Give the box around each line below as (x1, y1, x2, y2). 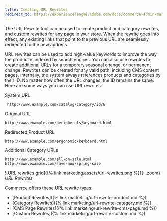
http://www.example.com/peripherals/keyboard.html (5, 120, 112, 125)
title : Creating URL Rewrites (5, 7, 68, 12)
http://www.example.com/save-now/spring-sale (5, 161, 101, 166)
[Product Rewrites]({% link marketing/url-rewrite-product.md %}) (12, 194, 147, 200)
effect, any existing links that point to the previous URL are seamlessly (5, 36, 149, 42)
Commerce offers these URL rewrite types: (5, 185, 93, 191)
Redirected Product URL (5, 129, 55, 135)
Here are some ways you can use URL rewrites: (5, 82, 102, 88)
